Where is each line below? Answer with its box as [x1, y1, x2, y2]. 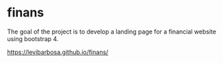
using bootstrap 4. [7, 34, 59, 42]
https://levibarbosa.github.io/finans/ [7, 48, 109, 56]
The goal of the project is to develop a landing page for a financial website [7, 27, 217, 36]
